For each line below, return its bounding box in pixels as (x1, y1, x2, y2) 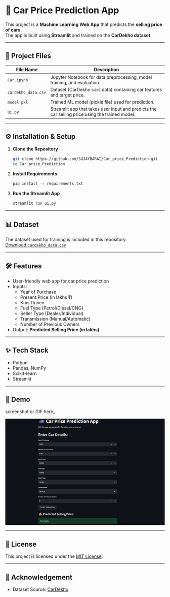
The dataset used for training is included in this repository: (5, 236, 127, 242)
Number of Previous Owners (20, 321, 80, 327)
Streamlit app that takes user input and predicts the (50, 106, 157, 112)
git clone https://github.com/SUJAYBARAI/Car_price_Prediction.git (12, 156, 158, 162)
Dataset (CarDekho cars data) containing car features (50, 86, 162, 92)
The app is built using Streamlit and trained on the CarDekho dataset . (5, 32, 152, 38)
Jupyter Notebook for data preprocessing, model (50, 74, 152, 80)
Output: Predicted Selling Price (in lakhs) (12, 326, 100, 332)
